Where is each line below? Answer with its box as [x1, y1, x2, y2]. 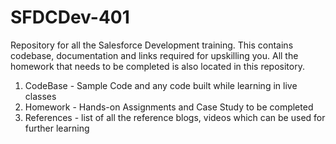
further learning [24, 122, 90, 134]
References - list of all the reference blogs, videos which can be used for [24, 111, 326, 123]
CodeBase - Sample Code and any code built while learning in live [24, 79, 298, 91]
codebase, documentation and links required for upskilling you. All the [10, 49, 299, 61]
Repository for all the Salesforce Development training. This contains [10, 39, 294, 51]
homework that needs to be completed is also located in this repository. [10, 60, 305, 72]
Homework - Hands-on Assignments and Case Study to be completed [24, 101, 314, 113]
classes [24, 90, 57, 102]
